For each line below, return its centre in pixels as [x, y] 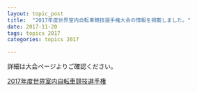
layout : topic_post [36, 14]
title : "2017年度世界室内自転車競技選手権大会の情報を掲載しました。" [99, 20]
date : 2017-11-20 [32, 26]
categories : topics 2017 [43, 40]
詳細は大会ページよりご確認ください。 [62, 66]
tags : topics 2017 [34, 33]
